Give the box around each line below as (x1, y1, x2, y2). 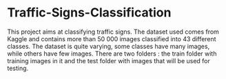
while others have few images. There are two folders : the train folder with (7, 49, 217, 58)
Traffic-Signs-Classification (7, 5, 172, 21)
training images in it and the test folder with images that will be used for (7, 56, 210, 65)
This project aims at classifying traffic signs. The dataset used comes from (7, 27, 219, 36)
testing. (7, 64, 29, 72)
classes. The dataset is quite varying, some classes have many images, (7, 42, 210, 50)
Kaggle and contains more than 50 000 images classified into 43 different (7, 34, 216, 43)
